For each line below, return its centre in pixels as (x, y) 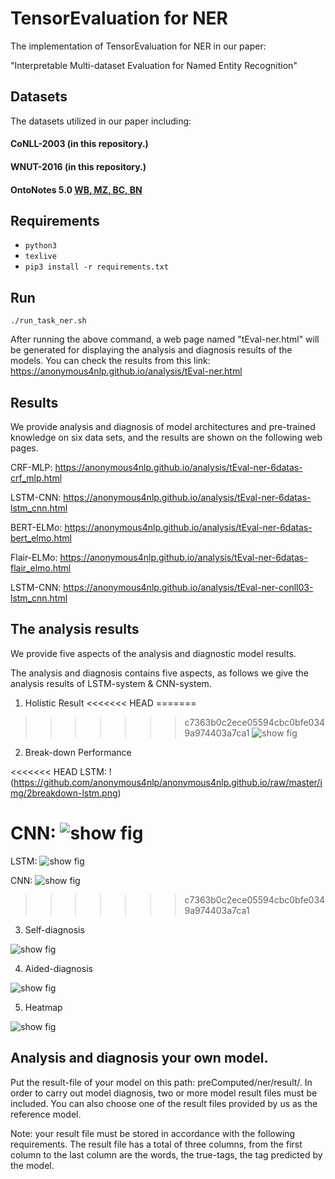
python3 (40, 246)
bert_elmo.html (41, 538)
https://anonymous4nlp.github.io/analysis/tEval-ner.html (126, 371)
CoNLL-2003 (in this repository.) (79, 144)
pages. (24, 448)
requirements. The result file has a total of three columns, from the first (156, 1144)
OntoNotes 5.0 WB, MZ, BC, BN (76, 189)
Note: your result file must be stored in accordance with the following (153, 1133)
